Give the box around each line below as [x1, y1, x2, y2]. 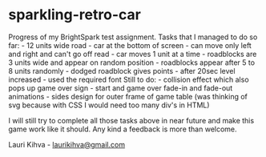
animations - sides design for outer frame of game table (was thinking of [8, 91, 248, 101]
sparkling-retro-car [8, 6, 142, 24]
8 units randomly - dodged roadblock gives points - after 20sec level [8, 66, 236, 75]
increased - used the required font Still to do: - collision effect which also [8, 74, 250, 84]
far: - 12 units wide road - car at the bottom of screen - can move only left [8, 40, 252, 50]
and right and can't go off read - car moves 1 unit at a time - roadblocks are [8, 49, 257, 58]
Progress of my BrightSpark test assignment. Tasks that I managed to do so [8, 32, 258, 42]
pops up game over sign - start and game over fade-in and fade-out [8, 83, 233, 93]
